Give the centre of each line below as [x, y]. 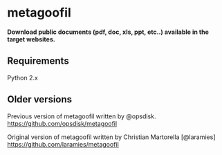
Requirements [38, 61]
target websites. [31, 39]
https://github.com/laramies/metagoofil [63, 144]
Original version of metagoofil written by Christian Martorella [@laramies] [111, 137]
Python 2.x [22, 77]
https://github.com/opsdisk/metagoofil [62, 123]
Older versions [40, 99]
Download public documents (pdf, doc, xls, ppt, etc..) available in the [108, 32]
